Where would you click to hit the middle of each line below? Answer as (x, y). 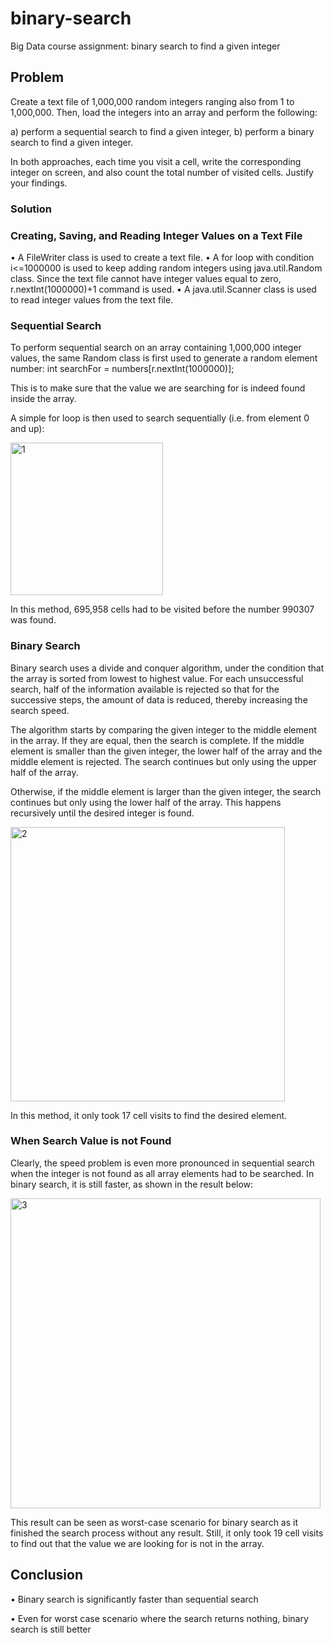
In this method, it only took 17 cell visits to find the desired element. (149, 1115)
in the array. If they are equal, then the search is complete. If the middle (157, 740)
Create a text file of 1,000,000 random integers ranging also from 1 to (152, 101)
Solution (31, 209)
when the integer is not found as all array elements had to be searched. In (162, 1173)
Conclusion (47, 1575)
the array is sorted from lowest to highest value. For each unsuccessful (157, 678)
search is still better (51, 1629)
